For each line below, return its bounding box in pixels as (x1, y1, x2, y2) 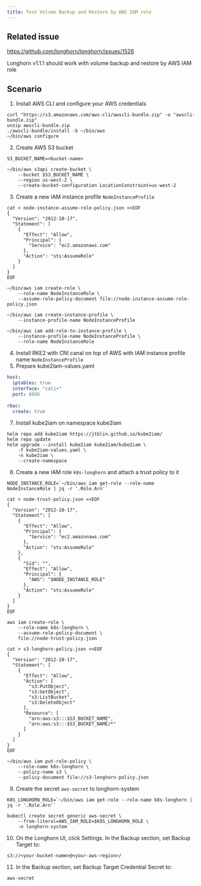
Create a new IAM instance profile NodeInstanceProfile (15, 193, 155, 200)
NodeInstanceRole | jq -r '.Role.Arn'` (7, 486, 108, 492)
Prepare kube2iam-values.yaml (15, 362, 95, 370)
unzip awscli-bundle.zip (7, 123, 70, 129)
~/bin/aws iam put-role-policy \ (7, 758, 92, 764)
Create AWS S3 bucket (15, 144, 74, 152)
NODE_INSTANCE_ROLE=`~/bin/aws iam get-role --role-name (7, 480, 155, 486)
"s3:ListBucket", (29, 694, 72, 700)
